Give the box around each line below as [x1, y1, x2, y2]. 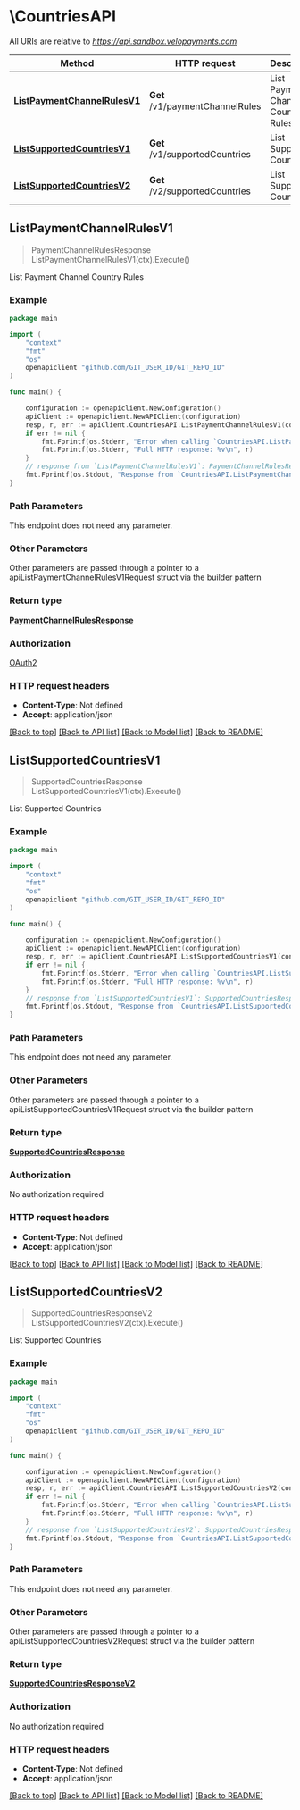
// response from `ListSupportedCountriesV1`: [25, 993, 202, 1002]
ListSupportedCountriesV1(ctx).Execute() [30, 786, 182, 797]
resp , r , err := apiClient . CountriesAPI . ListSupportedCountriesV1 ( [25, 952, 281, 961]
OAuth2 [9, 657, 37, 667]
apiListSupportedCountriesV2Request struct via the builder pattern [9, 1636, 255, 1647]
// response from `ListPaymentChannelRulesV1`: [25, 462, 205, 471]
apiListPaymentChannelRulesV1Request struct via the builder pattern [9, 572, 262, 582]
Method [60, 56, 95, 69]
